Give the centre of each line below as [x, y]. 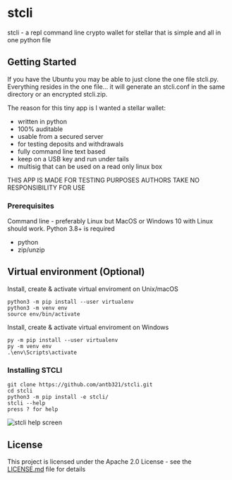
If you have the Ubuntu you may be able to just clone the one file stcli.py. [113, 79]
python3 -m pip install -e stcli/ [58, 397]
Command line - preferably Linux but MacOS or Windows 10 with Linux [110, 221]
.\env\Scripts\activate [42, 352]
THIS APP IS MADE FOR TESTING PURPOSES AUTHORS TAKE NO [103, 180]
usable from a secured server [60, 136]
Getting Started [42, 62]
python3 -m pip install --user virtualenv [71, 302]
